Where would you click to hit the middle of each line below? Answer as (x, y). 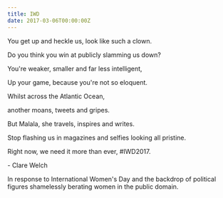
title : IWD (24, 14)
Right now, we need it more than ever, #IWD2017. (79, 151)
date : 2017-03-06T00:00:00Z (49, 21)
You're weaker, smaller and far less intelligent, (75, 68)
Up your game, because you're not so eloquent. (78, 82)
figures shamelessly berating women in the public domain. (93, 187)
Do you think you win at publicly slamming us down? (84, 55)
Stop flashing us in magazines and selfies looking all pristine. (97, 137)
